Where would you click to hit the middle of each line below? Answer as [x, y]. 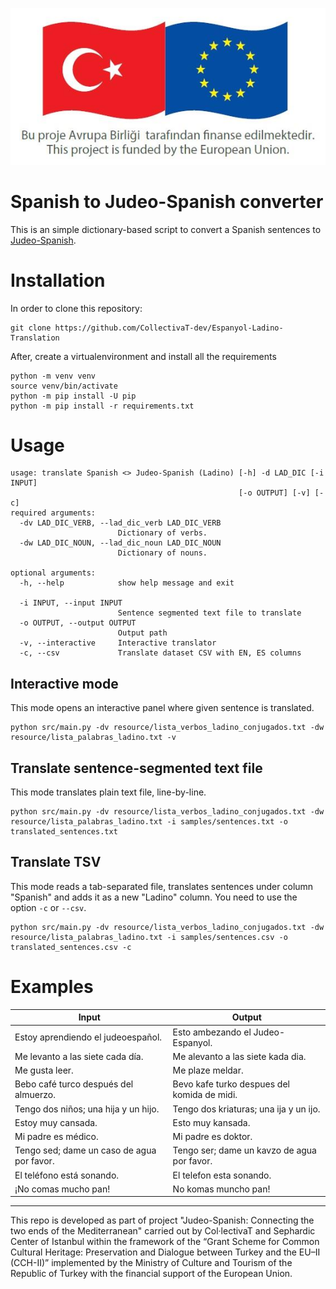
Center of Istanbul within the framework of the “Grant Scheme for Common [165, 1242]
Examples [52, 987]
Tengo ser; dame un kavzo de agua [244, 1150]
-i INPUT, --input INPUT [71, 603]
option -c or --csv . [48, 907]
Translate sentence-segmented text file [136, 768]
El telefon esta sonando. [222, 1175]
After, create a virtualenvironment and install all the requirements [143, 356]
